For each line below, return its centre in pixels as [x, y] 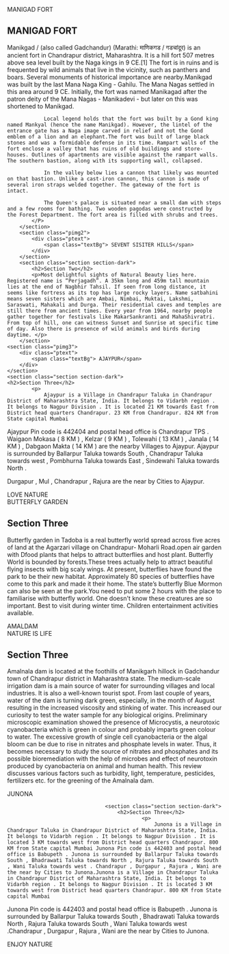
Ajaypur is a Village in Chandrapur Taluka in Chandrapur [128, 395]
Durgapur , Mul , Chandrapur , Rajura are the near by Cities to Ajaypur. [106, 481]
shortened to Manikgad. [41, 106]
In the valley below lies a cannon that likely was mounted [131, 173]
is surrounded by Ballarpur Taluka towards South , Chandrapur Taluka [105, 453]
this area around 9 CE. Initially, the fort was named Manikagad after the [107, 91]
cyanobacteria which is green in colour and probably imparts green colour [111, 730]
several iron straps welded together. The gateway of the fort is [104, 184]
